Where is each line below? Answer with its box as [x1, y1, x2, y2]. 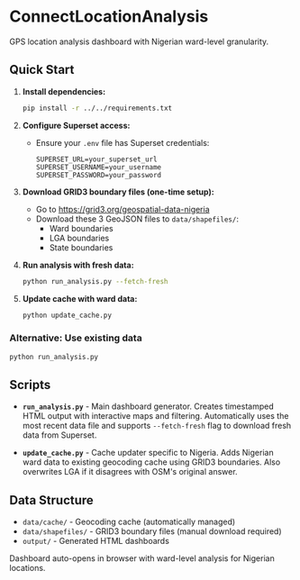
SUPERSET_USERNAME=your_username [35, 162, 162, 172]
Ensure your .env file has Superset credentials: [35, 137, 210, 148]
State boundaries [49, 241, 114, 253]
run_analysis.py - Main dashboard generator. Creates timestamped [22, 401, 274, 412]
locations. [9, 563, 46, 574]
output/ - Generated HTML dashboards [22, 536, 169, 547]
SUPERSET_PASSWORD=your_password [35, 170, 162, 179]
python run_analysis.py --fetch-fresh [22, 276, 168, 285]
